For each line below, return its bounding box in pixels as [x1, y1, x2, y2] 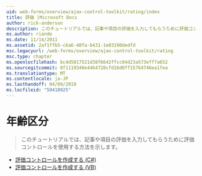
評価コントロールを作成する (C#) [14, 156, 97, 163]
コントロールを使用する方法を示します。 [20, 143, 121, 150]
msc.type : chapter [6, 53, 52, 59]
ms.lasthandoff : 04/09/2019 [6, 82, 77, 88]
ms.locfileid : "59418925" [6, 87, 71, 93]
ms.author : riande [6, 31, 52, 37]
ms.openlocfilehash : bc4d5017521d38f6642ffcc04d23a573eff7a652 [6, 59, 168, 65]
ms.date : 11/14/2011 [6, 37, 58, 43]
